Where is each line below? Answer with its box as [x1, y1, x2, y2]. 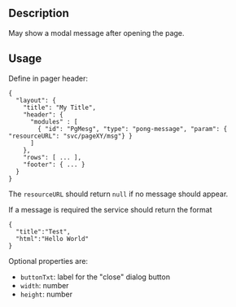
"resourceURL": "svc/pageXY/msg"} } [8, 132, 133, 140]
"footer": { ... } [23, 160, 85, 169]
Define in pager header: [8, 73, 88, 83]
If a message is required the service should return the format [8, 204, 212, 214]
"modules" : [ [29, 117, 79, 125]
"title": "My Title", [23, 103, 96, 112]
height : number [20, 289, 73, 299]
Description [8, 7, 69, 20]
